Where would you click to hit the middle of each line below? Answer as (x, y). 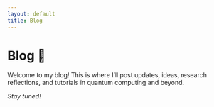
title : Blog (25, 21)
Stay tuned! (24, 96)
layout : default (31, 14)
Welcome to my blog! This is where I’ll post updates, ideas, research (107, 75)
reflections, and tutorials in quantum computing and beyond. (96, 83)
